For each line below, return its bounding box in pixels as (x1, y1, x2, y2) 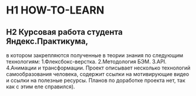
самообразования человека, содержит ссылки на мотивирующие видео (6, 71, 190, 77)
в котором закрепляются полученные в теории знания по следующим (6, 52, 184, 59)
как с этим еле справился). (6, 83, 75, 90)
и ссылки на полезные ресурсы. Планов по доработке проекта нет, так (6, 77, 185, 84)
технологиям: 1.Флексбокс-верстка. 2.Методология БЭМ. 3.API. (6, 58, 167, 65)
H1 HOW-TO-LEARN (6, 4, 105, 17)
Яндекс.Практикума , (6, 36, 88, 46)
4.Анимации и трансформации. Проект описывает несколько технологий (6, 64, 191, 71)
